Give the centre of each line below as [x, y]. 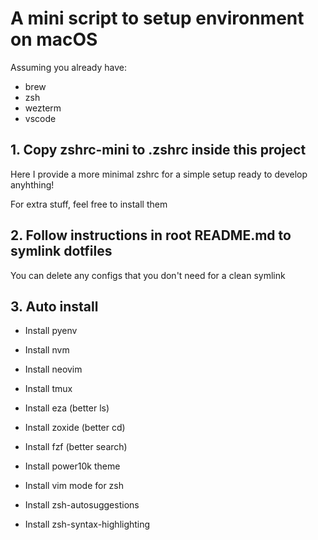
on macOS [54, 39]
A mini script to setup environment [157, 18]
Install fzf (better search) [76, 447]
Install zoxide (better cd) [75, 428]
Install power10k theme [72, 466]
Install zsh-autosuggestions [82, 505]
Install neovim [53, 369]
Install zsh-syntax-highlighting [87, 524]
